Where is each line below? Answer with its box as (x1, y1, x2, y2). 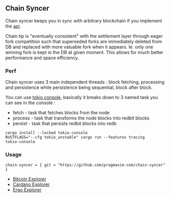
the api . (5, 23, 21, 29)
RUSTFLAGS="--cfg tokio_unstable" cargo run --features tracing (5, 135, 145, 140)
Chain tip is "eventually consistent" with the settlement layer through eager (5, 33, 163, 39)
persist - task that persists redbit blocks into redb (12, 120, 116, 127)
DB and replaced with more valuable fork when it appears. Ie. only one (5, 43, 153, 50)
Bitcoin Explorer (12, 176, 46, 182)
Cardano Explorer (12, 181, 50, 188)
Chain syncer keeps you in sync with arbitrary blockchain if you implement (5, 17, 162, 23)
